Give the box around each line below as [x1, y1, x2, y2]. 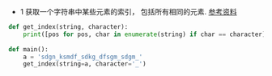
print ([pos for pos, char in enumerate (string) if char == [23, 30, 227, 38]
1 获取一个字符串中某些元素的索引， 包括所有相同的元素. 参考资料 [19, 7, 237, 16]
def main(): [8, 45, 49, 54]
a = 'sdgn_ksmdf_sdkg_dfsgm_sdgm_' [23, 53, 143, 61]
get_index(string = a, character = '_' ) [23, 60, 147, 68]
